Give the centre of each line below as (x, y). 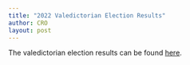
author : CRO (28, 23)
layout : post (30, 30)
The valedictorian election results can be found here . (95, 53)
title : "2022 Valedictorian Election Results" (87, 15)
